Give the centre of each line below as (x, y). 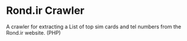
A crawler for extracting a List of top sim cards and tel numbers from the (93, 27)
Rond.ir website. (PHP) (34, 32)
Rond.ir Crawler (45, 11)
